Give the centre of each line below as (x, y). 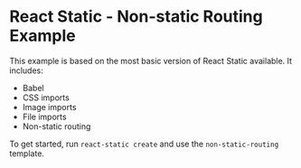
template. (27, 153)
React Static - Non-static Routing (136, 17)
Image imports (49, 107)
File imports (44, 117)
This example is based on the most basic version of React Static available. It (150, 61)
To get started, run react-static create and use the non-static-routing (144, 144)
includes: (26, 70)
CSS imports (46, 98)
